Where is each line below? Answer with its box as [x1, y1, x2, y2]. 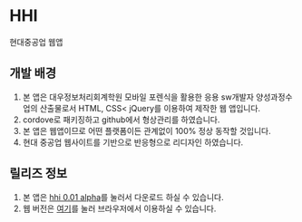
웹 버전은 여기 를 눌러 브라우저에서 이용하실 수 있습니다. [22, 203, 217, 214]
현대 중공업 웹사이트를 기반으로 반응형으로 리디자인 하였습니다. [22, 137, 244, 148]
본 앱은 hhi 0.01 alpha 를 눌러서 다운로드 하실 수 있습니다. [22, 191, 224, 202]
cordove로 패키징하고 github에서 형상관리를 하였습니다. [22, 114, 220, 125]
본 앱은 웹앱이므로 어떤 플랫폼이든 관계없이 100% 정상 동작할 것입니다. [22, 125, 272, 136]
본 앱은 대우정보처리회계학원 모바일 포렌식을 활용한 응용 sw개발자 [22, 92, 254, 102]
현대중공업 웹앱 [9, 36, 63, 47]
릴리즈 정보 [9, 166, 68, 181]
